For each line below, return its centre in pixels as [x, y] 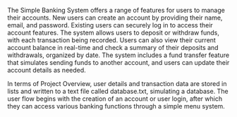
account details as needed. [47, 70]
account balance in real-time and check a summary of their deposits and [113, 48]
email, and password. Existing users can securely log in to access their [110, 25]
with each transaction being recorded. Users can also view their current [112, 40]
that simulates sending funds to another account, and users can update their [119, 62]
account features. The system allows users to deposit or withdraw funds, [114, 32]
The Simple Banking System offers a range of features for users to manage [116, 10]
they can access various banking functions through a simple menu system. [116, 106]
